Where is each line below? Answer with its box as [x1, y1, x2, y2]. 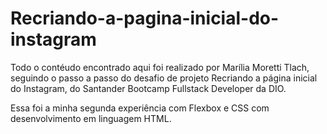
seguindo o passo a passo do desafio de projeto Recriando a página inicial [10, 72, 318, 84]
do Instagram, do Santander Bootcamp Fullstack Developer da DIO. [10, 82, 287, 94]
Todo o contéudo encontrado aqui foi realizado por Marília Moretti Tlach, [10, 61, 310, 73]
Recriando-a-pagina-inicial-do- [10, 7, 280, 30]
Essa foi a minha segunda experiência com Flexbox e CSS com [10, 102, 270, 114]
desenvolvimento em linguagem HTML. [10, 112, 172, 124]
